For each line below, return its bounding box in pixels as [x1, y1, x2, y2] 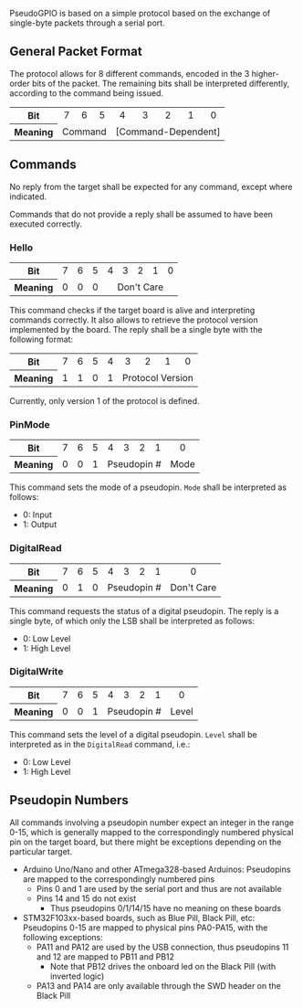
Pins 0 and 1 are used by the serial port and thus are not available [36, 883, 282, 894]
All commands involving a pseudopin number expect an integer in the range [9, 817, 295, 828]
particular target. [9, 845, 73, 857]
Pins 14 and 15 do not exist [36, 893, 137, 904]
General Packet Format [9, 44, 143, 59]
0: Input [22, 509, 53, 520]
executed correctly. [9, 218, 83, 229]
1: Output [22, 519, 57, 530]
